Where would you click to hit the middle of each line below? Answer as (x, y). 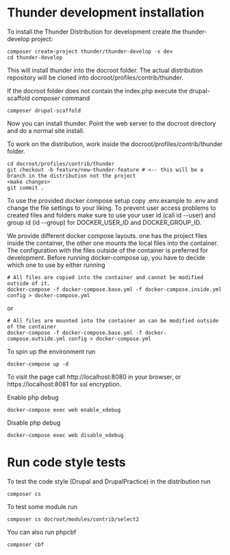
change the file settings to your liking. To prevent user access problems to (112, 208)
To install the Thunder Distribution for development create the (94, 32)
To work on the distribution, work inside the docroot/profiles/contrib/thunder (115, 144)
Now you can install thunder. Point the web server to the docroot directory (112, 123)
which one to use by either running (56, 265)
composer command (61, 98)
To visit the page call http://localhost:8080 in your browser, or (94, 377)
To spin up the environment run (51, 351)
